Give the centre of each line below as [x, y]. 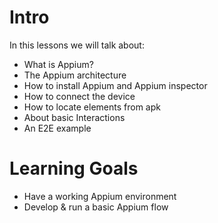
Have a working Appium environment [100, 196]
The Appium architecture [75, 75]
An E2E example [57, 128]
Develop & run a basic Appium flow [96, 207]
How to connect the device [79, 96]
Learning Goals [74, 168]
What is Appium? [58, 64]
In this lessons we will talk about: [77, 45]
